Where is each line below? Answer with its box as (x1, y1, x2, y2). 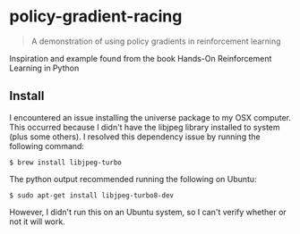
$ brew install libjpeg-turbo (9, 158, 123, 167)
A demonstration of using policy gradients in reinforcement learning (30, 36, 281, 46)
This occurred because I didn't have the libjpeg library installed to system (9, 121, 280, 132)
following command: (9, 140, 85, 151)
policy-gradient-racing (9, 6, 183, 27)
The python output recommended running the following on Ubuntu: (9, 173, 257, 184)
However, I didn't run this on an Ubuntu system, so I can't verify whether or (9, 206, 287, 217)
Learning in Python (9, 63, 80, 73)
